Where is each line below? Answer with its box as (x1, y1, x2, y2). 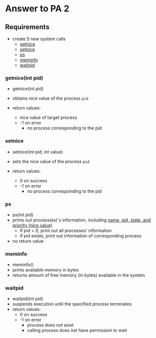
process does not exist (27, 322, 74, 328)
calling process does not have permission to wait (27, 328, 127, 334)
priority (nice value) (12, 222, 53, 228)
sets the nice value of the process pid (12, 158, 90, 164)
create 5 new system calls (12, 36, 66, 42)
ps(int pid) (12, 212, 34, 218)
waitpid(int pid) (12, 296, 44, 302)
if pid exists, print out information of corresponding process (19, 232, 142, 238)
